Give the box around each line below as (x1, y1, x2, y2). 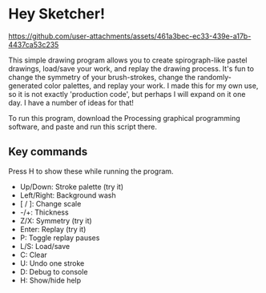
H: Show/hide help (19, 275, 82, 285)
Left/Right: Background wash (19, 190, 116, 200)
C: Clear (19, 250, 48, 259)
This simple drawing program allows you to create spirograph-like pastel (8, 55, 248, 65)
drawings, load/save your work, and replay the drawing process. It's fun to (8, 63, 255, 73)
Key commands (8, 145, 88, 159)
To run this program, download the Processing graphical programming (8, 113, 240, 122)
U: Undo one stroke (19, 258, 85, 268)
